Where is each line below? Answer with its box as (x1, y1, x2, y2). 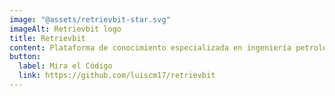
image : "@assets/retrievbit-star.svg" (9, 14, 171, 25)
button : (9, 52, 42, 62)
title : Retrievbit (9, 33, 86, 43)
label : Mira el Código (18, 61, 113, 71)
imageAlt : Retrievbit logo (9, 24, 122, 34)
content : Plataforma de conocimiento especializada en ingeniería (9, 42, 292, 53)
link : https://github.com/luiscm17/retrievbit (18, 71, 216, 81)
